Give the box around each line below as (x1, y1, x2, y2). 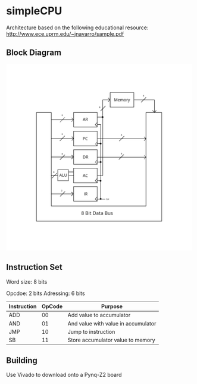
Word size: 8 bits (6, 278, 48, 285)
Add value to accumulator (67, 312, 131, 319)
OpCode (41, 303, 63, 310)
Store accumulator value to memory (67, 336, 156, 344)
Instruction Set (6, 262, 62, 272)
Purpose (101, 303, 123, 310)
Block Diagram (6, 48, 61, 58)
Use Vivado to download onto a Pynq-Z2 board (6, 371, 122, 379)
